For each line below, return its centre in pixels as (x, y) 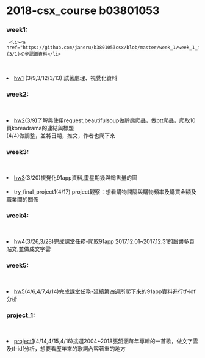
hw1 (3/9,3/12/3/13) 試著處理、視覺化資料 (66, 78)
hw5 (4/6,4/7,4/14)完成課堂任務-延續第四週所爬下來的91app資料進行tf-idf (105, 291)
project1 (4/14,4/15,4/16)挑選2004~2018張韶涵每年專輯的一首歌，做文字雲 (106, 341)
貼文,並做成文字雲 (29, 249)
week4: (18, 216)
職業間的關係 (22, 200)
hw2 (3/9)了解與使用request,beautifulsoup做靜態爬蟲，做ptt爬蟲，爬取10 (105, 120)
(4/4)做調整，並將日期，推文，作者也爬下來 (61, 136)
